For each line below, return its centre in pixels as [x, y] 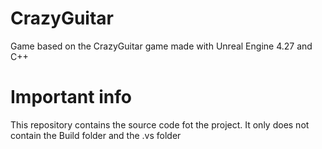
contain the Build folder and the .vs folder [96, 135]
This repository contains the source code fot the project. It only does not [160, 124]
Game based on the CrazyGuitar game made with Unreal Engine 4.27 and [161, 46]
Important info [71, 97]
